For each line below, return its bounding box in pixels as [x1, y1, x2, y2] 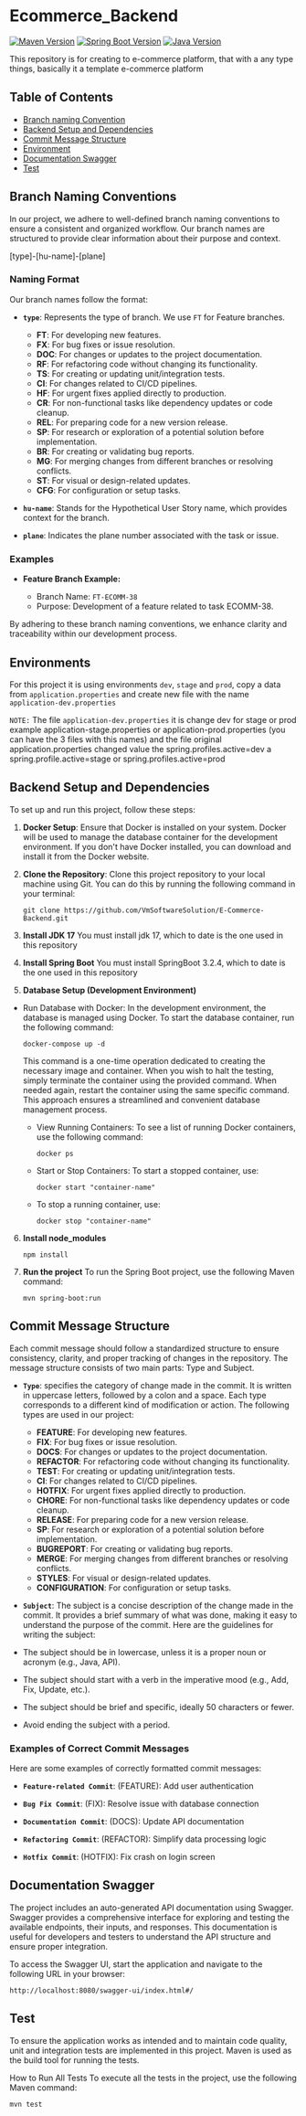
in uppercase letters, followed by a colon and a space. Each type [22, 1389, 267, 1400]
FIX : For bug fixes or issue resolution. [36, 1436, 178, 1447]
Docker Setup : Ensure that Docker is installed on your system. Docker [22, 822, 287, 833]
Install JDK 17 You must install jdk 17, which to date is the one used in [22, 930, 284, 941]
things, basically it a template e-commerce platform [9, 63, 204, 74]
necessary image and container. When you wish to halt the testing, [22, 1065, 274, 1076]
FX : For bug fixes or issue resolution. [36, 339, 175, 350]
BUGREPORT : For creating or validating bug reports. [36, 1543, 234, 1554]
